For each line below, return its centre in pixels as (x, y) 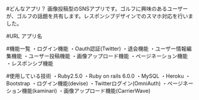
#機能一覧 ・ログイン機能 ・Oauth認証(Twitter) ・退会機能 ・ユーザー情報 (96, 49)
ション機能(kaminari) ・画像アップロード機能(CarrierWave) (78, 91)
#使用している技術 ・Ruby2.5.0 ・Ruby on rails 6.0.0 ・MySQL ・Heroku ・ (98, 76)
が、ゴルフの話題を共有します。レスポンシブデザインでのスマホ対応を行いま (100, 16)
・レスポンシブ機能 (30, 63)
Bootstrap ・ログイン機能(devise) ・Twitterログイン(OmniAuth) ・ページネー (100, 83)
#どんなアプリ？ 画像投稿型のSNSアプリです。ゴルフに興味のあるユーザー (97, 9)
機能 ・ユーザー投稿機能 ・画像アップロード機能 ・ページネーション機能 (99, 56)
